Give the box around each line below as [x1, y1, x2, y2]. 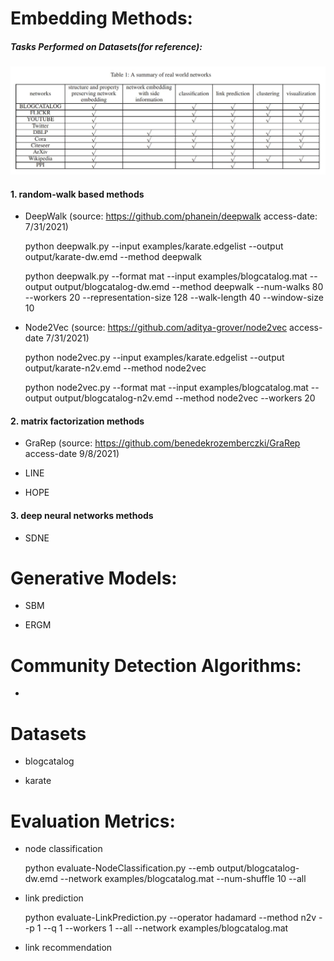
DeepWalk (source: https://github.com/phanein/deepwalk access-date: [24, 210, 318, 222]
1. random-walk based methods [10, 188, 145, 200]
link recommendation [24, 942, 113, 954]
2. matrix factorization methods [10, 415, 145, 427]
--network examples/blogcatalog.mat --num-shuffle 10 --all [59, 873, 307, 885]
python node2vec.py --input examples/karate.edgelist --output [24, 352, 285, 364]
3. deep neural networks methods [10, 509, 154, 521]
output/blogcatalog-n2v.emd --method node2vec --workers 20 [54, 392, 316, 404]
